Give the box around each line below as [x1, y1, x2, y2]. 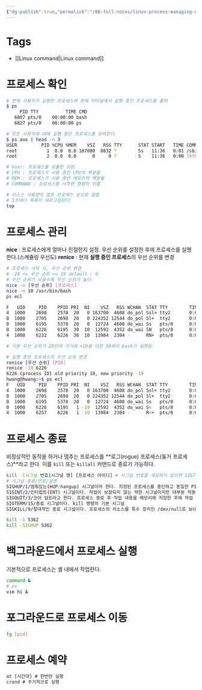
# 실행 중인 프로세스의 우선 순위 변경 [6, 354, 87, 360]
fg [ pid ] [6, 631, 28, 637]
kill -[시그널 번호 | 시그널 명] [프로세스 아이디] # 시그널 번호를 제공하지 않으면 [6, 472, 182, 478]
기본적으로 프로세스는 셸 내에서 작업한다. [6, 566, 101, 573]
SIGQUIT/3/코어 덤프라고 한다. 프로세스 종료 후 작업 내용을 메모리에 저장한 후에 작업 [6, 495, 194, 501]
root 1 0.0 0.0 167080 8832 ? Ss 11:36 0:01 [6, 148, 185, 154]
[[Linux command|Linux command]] [14, 55, 104, 62]
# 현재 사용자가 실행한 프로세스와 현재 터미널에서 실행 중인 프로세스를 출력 [6, 97, 168, 104]
